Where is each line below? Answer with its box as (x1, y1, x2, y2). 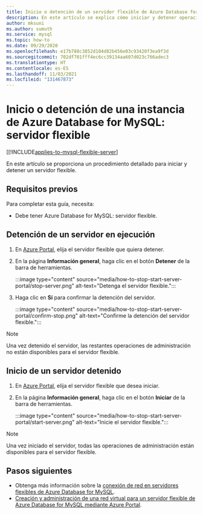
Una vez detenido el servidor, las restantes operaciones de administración (6, 342, 192, 349)
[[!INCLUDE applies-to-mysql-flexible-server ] (6, 149, 118, 156)
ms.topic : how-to (6, 37, 50, 43)
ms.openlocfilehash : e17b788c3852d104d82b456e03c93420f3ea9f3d (6, 48, 169, 55)
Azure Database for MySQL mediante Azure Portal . (14, 501, 142, 509)
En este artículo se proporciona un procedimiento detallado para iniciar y (6, 160, 187, 167)
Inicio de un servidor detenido (6, 366, 122, 376)
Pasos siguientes (6, 466, 72, 476)
